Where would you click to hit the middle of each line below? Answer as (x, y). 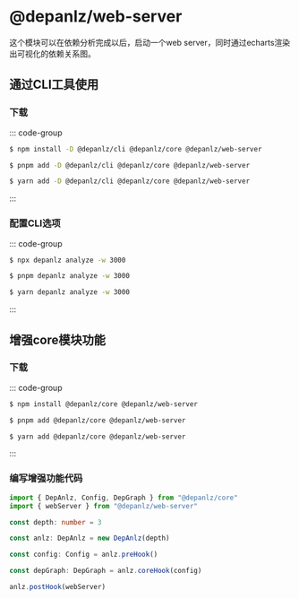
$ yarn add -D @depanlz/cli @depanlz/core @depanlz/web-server (130, 181)
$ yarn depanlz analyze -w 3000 (69, 292)
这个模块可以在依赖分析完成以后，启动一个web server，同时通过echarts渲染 (150, 42)
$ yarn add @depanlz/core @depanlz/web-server (98, 437)
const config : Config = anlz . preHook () (84, 555)
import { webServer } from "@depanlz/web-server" (104, 506)
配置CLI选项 (35, 223)
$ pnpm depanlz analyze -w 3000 (69, 276)
